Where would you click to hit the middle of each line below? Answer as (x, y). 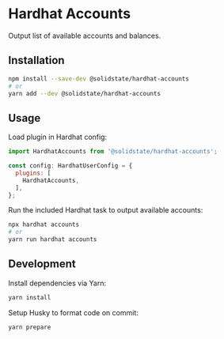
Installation (36, 60)
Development (42, 264)
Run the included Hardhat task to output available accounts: (106, 210)
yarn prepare (30, 327)
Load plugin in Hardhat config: (58, 137)
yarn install (30, 297)
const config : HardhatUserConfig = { (70, 166)
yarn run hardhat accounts (53, 239)
